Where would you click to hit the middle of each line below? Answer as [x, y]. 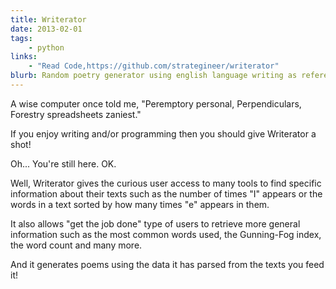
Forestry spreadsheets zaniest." [76, 114]
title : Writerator [48, 19]
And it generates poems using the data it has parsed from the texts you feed [167, 264]
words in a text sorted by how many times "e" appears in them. [140, 204]
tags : [21, 38]
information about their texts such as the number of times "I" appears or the [166, 193]
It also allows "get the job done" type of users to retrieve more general [155, 223]
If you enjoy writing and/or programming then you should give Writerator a [163, 133]
